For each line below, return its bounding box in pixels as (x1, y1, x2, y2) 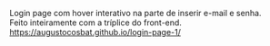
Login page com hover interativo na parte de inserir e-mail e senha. (9, 8, 262, 18)
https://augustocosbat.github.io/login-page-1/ (9, 27, 182, 37)
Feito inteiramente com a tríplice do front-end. (9, 17, 182, 28)
